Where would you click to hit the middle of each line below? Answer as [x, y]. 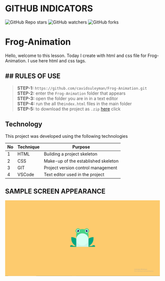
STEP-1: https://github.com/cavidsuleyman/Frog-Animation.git [82, 88]
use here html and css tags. [58, 61]
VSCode [26, 174]
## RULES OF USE [33, 76]
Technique [29, 147]
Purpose [81, 147]
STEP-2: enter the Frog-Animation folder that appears [71, 93]
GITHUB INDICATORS [49, 9]
